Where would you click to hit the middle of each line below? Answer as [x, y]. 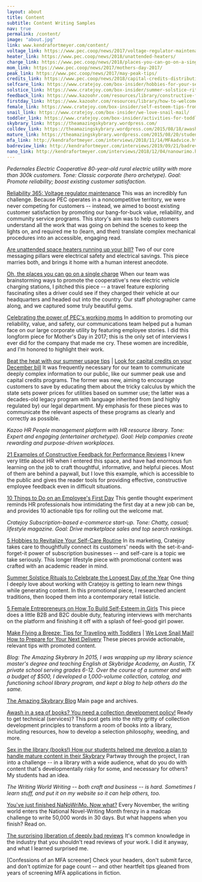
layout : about [25, 12]
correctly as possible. [34, 418]
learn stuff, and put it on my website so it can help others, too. [84, 793]
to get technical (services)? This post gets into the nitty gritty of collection [98, 719]
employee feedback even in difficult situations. [64, 486]
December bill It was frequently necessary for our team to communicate [96, 367]
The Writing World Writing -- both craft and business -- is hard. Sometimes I [101, 786]
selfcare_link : [26, 85]
